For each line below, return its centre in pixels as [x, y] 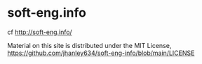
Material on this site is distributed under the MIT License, [89, 45]
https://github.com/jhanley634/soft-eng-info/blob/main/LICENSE [101, 53]
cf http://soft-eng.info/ [40, 32]
